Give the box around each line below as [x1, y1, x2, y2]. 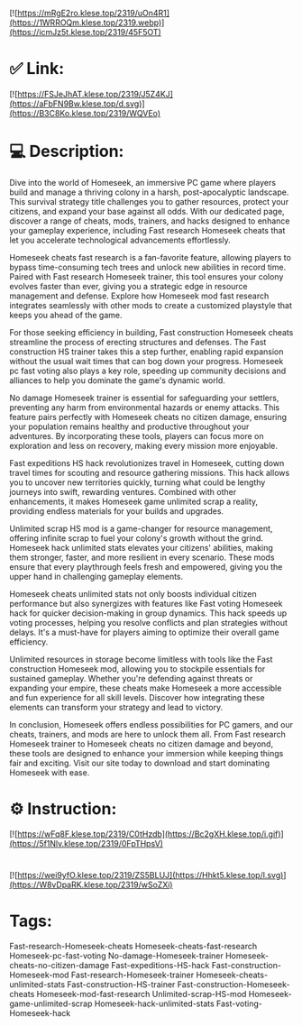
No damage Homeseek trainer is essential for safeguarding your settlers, [9, 392, 279, 403]
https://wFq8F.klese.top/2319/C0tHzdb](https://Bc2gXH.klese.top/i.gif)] [17, 829, 284, 839]
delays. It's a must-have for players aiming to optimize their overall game [9, 627, 279, 637]
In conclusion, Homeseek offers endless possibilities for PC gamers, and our [9, 719, 294, 729]
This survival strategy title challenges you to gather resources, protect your [9, 196, 289, 206]
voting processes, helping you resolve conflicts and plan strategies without [9, 617, 288, 628]
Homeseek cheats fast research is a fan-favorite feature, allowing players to [9, 252, 291, 262]
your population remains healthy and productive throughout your [9, 421, 250, 432]
